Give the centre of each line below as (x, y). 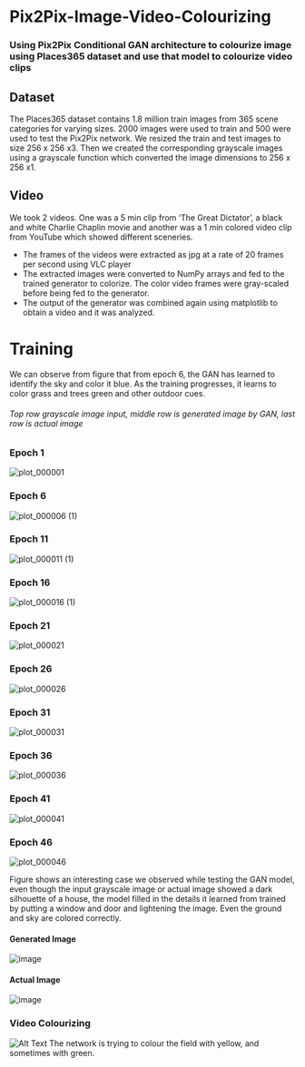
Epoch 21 (30, 626)
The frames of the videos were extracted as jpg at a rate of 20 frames (153, 254)
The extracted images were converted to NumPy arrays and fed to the (153, 273)
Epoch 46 (31, 842)
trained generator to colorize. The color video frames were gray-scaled (156, 283)
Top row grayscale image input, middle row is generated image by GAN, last (152, 414)
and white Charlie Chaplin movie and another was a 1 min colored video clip (151, 227)
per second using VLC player (77, 264)
